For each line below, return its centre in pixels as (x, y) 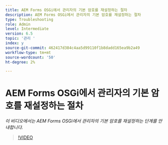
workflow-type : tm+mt (28, 52)
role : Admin (18, 24)
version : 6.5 (19, 34)
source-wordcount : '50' (31, 57)
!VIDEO (25, 137)
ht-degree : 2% (20, 62)
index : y (15, 43)
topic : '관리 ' (20, 39)
